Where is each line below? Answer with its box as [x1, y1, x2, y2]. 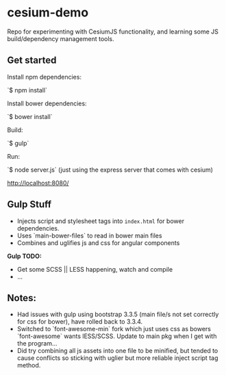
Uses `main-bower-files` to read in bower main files [16, 231, 162, 240]
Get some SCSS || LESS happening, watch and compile [16, 265, 173, 273]
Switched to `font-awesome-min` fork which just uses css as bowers [16, 325, 211, 333]
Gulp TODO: [7, 252, 42, 260]
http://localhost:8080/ [7, 179, 70, 187]
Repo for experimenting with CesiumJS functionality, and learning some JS [7, 27, 219, 36]
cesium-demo [7, 5, 89, 21]
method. [16, 361, 41, 370]
